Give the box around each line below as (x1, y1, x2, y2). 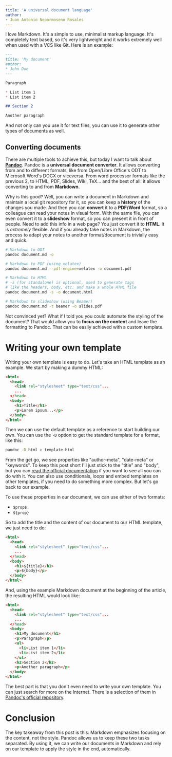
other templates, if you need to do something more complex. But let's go (5, 478, 159, 485)
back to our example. (5, 484, 50, 490)
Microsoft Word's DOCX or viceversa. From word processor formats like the (5, 173, 165, 179)
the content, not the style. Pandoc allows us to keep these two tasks (5, 734, 150, 741)
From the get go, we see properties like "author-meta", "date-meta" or (5, 457, 154, 463)
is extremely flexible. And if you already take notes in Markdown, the (5, 226, 150, 232)
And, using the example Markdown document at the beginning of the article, (5, 587, 167, 593)
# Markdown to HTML (5, 275, 47, 281)
